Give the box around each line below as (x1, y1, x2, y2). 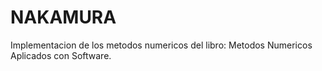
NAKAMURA (10, 6, 117, 29)
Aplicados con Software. (10, 49, 112, 61)
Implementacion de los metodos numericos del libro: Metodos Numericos (10, 39, 313, 51)
